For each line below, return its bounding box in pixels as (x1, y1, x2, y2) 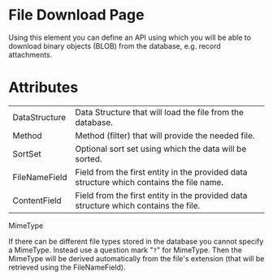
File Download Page (8, 6, 145, 24)
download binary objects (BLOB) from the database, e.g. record (8, 41, 221, 50)
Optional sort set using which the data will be (75, 143, 247, 154)
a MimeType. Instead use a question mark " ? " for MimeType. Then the (8, 245, 242, 255)
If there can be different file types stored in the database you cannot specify (8, 236, 264, 246)
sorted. (75, 153, 103, 164)
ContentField (12, 195, 63, 206)
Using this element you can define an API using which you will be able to (8, 32, 252, 42)
